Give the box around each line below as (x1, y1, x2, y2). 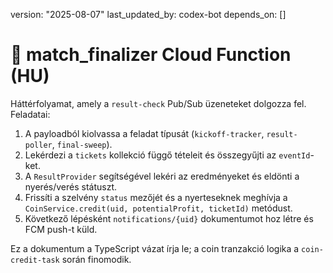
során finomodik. (61, 253, 132, 265)
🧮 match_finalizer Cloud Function (10, 44, 292, 66)
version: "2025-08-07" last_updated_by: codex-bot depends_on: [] (10, 9, 287, 20)
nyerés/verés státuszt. (24, 180, 118, 193)
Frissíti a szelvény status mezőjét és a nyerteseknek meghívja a (24, 191, 288, 203)
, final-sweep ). (51, 138, 113, 150)
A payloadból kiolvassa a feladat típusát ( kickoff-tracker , (24, 127, 265, 139)
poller (24, 140, 53, 150)
